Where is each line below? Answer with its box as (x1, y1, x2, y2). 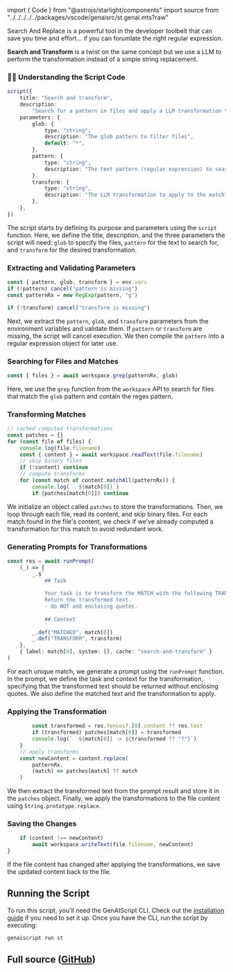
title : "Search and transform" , (19, 95, 113, 102)
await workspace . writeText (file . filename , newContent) (32, 841, 194, 848)
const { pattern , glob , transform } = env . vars (7, 279, 148, 286)
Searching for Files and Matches (7, 356, 119, 366)
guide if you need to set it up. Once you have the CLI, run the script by (7, 914, 208, 922)
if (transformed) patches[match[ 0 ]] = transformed (32, 729, 182, 736)
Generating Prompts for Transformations (7, 542, 148, 551)
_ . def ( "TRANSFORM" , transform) (32, 635, 123, 642)
